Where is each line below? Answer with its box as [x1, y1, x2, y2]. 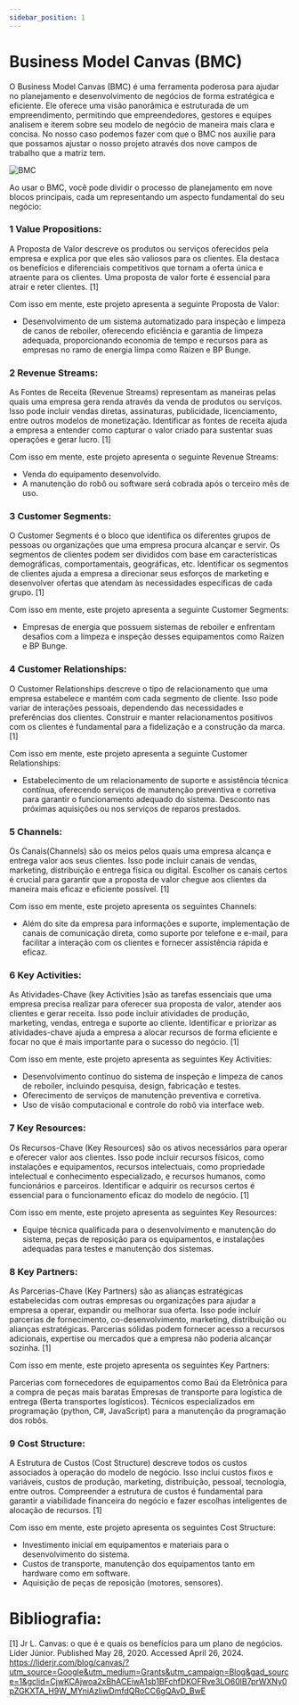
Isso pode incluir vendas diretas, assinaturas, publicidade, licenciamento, [9, 406, 278, 417]
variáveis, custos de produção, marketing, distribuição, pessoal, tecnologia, [9, 1477, 287, 1487]
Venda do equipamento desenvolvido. [21, 469, 162, 480]
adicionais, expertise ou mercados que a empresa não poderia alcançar [9, 1333, 272, 1344]
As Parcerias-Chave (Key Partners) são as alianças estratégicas [9, 1286, 244, 1296]
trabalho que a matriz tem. [9, 147, 107, 158]
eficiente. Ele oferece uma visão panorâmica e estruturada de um [9, 100, 249, 111]
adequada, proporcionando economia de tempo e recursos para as [21, 335, 269, 345]
